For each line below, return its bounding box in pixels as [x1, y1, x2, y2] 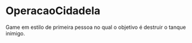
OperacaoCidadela [5, 4, 101, 18]
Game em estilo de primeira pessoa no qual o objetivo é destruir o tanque [5, 24, 186, 31]
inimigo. [5, 29, 25, 37]
